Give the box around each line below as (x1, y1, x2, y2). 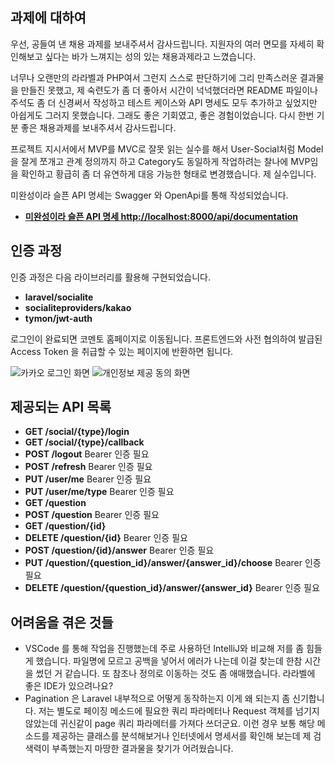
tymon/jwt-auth (24, 312, 93, 324)
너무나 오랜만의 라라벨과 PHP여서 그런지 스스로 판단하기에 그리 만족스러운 (10, 71, 298, 83)
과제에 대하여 (10, 9, 87, 27)
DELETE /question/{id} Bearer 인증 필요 (24, 532, 188, 544)
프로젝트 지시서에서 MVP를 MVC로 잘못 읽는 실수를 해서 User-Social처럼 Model (10, 143, 324, 155)
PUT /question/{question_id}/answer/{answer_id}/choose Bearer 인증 (24, 557, 322, 569)
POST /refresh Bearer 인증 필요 (24, 461, 153, 473)
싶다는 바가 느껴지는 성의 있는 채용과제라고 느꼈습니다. (44, 50, 257, 62)
